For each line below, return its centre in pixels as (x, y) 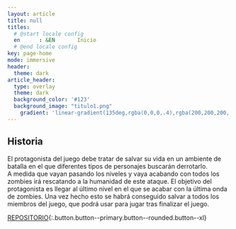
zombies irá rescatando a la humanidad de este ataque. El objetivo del (110, 181)
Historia (26, 141)
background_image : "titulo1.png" (63, 106)
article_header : (31, 80)
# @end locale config (46, 47)
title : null (25, 21)
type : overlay (34, 86)
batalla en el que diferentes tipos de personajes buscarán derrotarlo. (107, 166)
